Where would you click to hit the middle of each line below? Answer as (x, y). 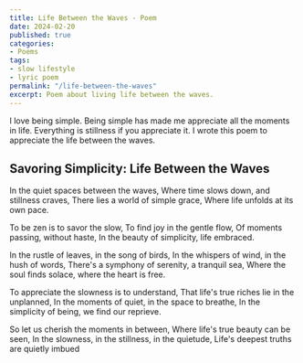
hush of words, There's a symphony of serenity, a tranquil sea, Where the (147, 265)
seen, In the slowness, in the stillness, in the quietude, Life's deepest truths (151, 339)
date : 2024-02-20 (42, 27)
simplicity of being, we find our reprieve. (85, 312)
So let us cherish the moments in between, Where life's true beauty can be (150, 329)
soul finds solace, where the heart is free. (88, 274)
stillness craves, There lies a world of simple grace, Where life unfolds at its (151, 200)
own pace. (29, 210)
